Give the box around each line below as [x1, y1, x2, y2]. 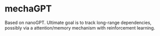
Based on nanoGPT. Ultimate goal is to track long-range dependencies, [4, 19, 152, 25]
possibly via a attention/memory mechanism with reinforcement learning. [4, 24, 155, 30]
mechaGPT [4, 3, 52, 14]
